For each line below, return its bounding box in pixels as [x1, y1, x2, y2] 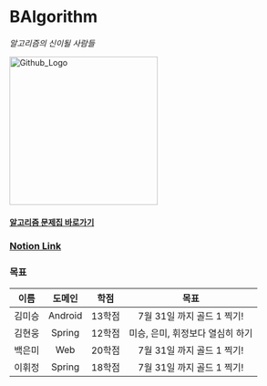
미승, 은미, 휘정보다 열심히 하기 [128, 327, 253, 339]
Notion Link [9, 240, 62, 253]
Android [48, 308, 83, 321]
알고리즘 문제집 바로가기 [9, 216, 95, 227]
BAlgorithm [9, 6, 98, 27]
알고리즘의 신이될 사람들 [9, 37, 96, 48]
